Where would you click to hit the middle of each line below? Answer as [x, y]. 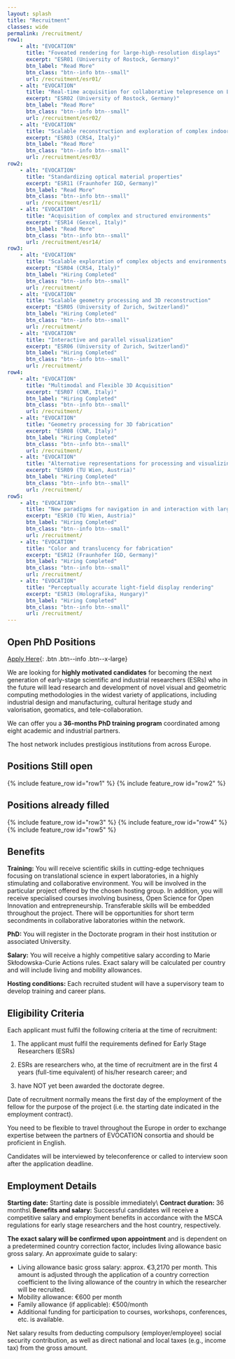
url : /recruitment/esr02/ [63, 118]
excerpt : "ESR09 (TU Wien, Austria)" [81, 471]
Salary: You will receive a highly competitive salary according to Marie [109, 955]
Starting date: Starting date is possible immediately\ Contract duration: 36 [116, 1203]
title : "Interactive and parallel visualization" [99, 340]
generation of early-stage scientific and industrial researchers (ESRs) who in [117, 679]
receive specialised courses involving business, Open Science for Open [111, 898]
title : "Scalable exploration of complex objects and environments [126, 262]
